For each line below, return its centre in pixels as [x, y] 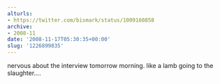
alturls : [20, 14]
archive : [20, 26]
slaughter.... [24, 73]
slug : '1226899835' [36, 46]
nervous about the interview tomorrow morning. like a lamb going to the [110, 66]
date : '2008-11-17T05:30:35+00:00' [59, 40]
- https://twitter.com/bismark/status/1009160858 [81, 20]
